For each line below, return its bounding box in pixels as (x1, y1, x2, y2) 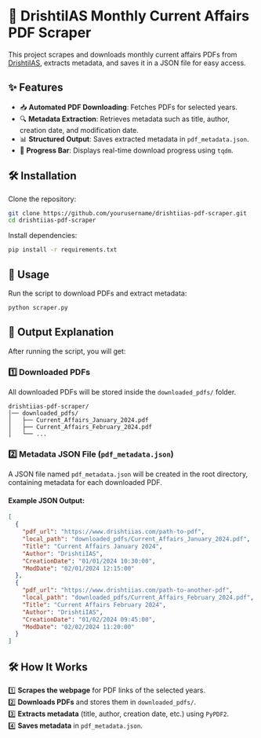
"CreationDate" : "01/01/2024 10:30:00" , (22, 557, 156, 565)
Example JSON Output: (8, 495, 85, 505)
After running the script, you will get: (8, 346, 126, 356)
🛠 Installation (8, 169, 77, 183)
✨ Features (8, 81, 63, 94)
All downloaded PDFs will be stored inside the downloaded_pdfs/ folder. (8, 387, 237, 396)
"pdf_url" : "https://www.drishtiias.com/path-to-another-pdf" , (22, 586, 234, 594)
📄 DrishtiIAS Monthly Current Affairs (8, 7, 250, 25)
